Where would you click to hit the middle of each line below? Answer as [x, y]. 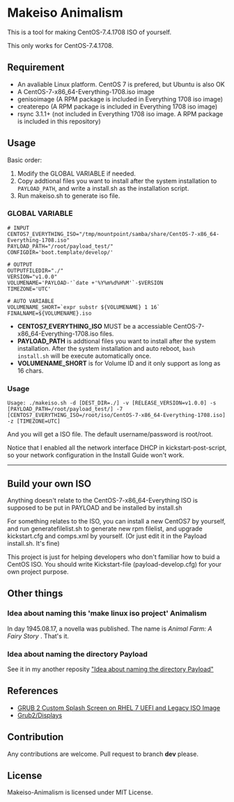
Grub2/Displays [40, 715]
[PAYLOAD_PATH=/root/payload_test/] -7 [65, 409]
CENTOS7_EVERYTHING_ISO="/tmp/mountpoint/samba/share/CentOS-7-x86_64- [113, 234]
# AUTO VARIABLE [31, 301]
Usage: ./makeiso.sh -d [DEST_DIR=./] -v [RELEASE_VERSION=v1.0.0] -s [112, 403]
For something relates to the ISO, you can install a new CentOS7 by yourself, [117, 521]
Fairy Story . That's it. [38, 636]
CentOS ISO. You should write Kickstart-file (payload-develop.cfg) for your [114, 564]
